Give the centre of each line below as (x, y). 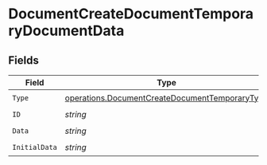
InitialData (35, 147)
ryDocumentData (66, 31)
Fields (24, 60)
